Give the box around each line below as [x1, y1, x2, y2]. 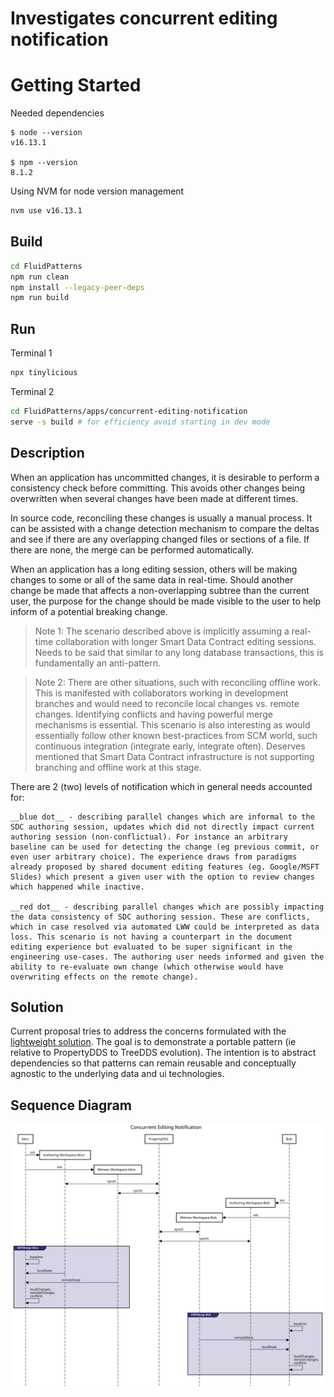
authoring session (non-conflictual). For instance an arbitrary [10, 832, 288, 842]
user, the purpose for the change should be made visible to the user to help [10, 595, 322, 607]
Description [10, 445, 85, 462]
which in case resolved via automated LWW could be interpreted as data [10, 922, 320, 932]
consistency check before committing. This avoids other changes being [10, 482, 306, 494]
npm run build [10, 293, 70, 303]
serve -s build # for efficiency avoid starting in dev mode [10, 417, 271, 427]
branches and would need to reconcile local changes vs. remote [34, 697, 300, 709]
